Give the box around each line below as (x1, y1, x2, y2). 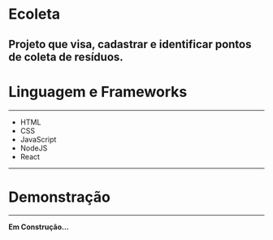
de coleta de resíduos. (8, 50, 123, 63)
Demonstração (8, 188, 111, 206)
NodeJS (19, 143, 48, 153)
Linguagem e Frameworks (8, 82, 188, 101)
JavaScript (19, 134, 57, 144)
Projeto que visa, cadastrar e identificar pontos (8, 37, 252, 51)
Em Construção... (8, 222, 69, 232)
